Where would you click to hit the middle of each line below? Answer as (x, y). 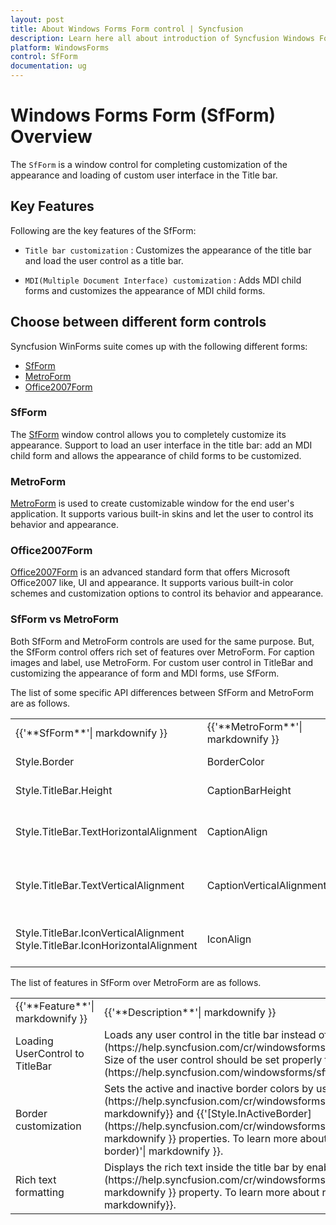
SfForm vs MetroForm (64, 619)
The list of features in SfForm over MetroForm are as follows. (136, 982)
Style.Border (45, 761)
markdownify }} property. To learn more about (211, 1192)
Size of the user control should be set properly (213, 1059)
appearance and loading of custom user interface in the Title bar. (144, 175)
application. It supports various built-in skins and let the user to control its (162, 514)
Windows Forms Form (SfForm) (143, 115)
